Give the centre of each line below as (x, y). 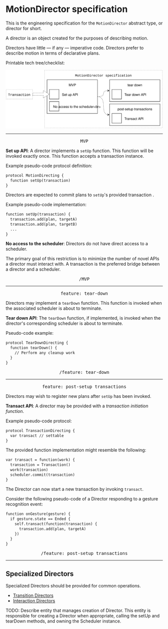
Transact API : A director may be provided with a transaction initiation (77, 406)
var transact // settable (37, 436)
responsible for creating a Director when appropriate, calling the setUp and (83, 616)
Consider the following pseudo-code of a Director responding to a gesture (82, 499)
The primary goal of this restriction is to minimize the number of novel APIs (83, 259)
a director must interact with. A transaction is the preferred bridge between (83, 264)
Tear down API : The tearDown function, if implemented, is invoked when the (83, 318)
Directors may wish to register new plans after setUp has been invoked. (79, 396)
